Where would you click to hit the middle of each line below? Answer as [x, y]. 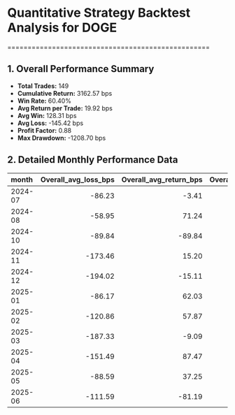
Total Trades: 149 [43, 86]
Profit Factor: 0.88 [44, 130]
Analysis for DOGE [62, 28]
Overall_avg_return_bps [162, 180]
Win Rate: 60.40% [44, 101]
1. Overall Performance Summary [81, 69]
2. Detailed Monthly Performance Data [93, 160]
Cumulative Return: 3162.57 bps [65, 93]
